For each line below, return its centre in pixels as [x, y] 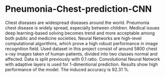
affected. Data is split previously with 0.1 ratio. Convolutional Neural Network [82, 59]
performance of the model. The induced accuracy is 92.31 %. [67, 69]
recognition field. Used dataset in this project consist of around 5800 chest [81, 49]
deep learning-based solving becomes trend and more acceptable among [80, 33]
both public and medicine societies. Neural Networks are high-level [73, 38]
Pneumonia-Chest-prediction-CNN [78, 9]
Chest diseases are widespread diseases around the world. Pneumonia [77, 23]
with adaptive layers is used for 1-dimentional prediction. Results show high [82, 64]
